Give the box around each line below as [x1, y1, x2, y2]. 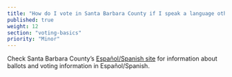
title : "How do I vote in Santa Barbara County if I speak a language [7, 10, 215, 17]
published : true [7, 16, 54, 23]
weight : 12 [7, 23, 39, 30]
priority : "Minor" [7, 36, 60, 43]
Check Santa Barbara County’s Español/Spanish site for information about [7, 54, 217, 63]
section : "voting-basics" [7, 29, 81, 36]
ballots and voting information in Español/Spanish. [7, 62, 150, 70]
